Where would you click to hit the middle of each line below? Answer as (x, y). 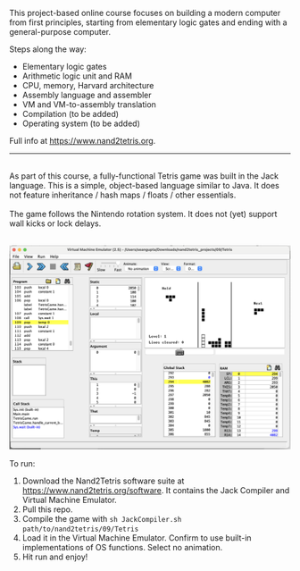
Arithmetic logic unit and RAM (77, 76)
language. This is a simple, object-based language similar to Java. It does (144, 185)
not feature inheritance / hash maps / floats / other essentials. (123, 195)
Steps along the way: (48, 49)
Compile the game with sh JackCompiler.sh (102, 518)
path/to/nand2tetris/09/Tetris (80, 529)
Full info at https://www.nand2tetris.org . (83, 141)
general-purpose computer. (60, 32)
